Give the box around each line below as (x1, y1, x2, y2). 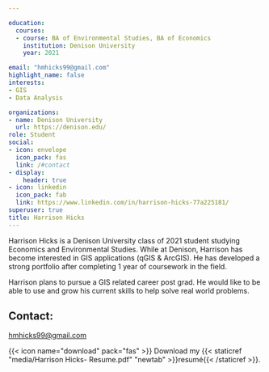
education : (8, 19, 45, 27)
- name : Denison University (8, 116, 103, 124)
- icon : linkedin (8, 184, 67, 192)
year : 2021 (23, 49, 60, 57)
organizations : (8, 108, 60, 116)
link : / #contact (15, 161, 70, 169)
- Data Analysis (8, 94, 63, 102)
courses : (15, 26, 45, 35)
